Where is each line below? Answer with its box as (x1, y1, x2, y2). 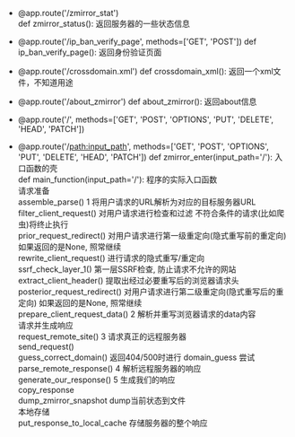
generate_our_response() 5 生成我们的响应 (17, 374, 176, 385)
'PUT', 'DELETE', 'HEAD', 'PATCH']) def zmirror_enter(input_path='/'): (17, 152, 273, 162)
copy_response (17, 385, 74, 395)
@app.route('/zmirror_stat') (17, 8, 119, 18)
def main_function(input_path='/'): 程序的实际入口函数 (17, 174, 218, 185)
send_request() (17, 341, 74, 352)
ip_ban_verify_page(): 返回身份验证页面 (17, 47, 162, 57)
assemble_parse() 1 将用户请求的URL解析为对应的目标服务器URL (17, 197, 256, 207)
